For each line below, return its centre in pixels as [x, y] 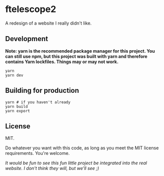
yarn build [17, 106]
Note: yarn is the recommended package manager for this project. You [80, 51]
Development [27, 39]
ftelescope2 [31, 9]
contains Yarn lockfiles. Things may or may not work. [62, 62]
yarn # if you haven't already [38, 102]
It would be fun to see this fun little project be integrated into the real [76, 163]
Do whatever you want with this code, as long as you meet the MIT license [82, 148]
